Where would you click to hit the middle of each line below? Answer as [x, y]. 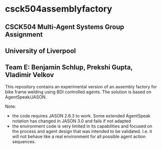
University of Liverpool [41, 51]
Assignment [24, 34]
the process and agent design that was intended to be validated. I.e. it [82, 131]
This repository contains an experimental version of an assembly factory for [81, 86]
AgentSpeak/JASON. [26, 97]
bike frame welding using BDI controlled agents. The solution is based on [78, 92]
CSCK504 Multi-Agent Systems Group [65, 27]
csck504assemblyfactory [59, 9]
